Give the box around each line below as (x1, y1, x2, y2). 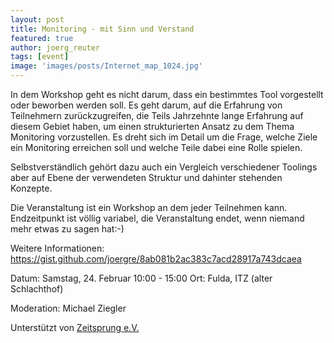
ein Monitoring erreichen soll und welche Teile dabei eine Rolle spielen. (10, 142, 303, 153)
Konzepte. (10, 182, 53, 194)
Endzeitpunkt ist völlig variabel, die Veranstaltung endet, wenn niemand (10, 212, 305, 224)
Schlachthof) (10, 283, 64, 295)
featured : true (10, 33, 74, 43)
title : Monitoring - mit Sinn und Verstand (10, 24, 195, 34)
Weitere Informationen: (10, 242, 105, 254)
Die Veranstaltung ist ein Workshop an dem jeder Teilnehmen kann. (10, 202, 288, 213)
